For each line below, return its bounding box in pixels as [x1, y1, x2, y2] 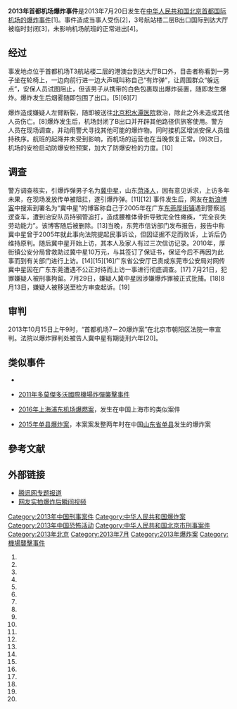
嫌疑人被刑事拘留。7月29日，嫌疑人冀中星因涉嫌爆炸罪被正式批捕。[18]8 [13, 274, 225, 282]
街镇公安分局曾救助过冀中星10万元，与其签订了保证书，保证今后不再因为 [8, 248, 218, 256]
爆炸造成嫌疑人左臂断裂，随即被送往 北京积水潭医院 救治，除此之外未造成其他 [8, 108, 230, 117]
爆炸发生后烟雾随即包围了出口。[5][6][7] [20, 93, 138, 101]
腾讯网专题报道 [18, 489, 62, 497]
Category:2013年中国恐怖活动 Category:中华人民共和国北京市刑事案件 [8, 521, 210, 530]
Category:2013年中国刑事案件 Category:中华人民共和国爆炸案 [8, 513, 186, 521]
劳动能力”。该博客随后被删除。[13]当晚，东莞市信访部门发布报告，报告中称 [8, 221, 225, 229]
